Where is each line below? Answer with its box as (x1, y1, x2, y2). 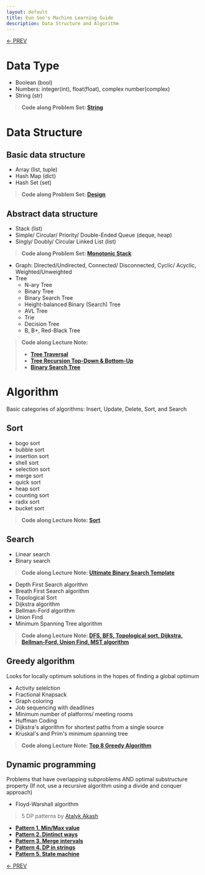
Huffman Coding (15, 717, 58, 724)
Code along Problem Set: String (21, 104, 103, 111)
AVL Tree (24, 307, 48, 315)
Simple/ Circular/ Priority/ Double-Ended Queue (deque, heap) (15, 231, 173, 239)
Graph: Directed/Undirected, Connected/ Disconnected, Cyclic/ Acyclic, (15, 262, 197, 269)
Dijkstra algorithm (15, 600, 60, 608)
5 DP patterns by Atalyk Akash (21, 812, 99, 820)
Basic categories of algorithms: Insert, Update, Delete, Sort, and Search (6, 405, 187, 413)
